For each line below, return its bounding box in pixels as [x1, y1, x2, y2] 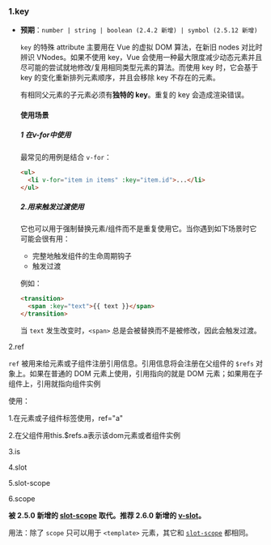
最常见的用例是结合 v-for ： [19, 152, 112, 161]
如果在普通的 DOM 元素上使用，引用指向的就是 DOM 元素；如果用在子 [29, 369, 263, 379]
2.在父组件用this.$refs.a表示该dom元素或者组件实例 [8, 431, 180, 440]
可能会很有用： [19, 234, 70, 244]
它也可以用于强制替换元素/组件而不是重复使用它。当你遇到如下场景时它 [19, 224, 257, 234]
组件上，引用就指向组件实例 [8, 379, 101, 388]
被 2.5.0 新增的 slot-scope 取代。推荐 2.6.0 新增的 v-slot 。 [8, 511, 206, 521]
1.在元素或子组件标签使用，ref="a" [8, 414, 124, 423]
